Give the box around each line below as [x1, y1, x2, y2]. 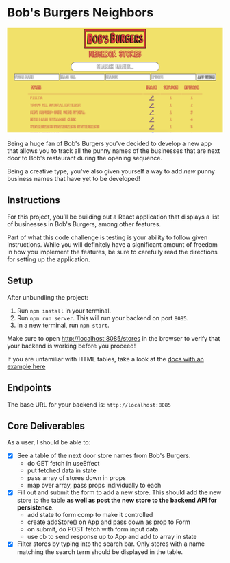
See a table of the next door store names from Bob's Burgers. [16, 451, 191, 460]
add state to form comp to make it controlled [27, 511, 153, 519]
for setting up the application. [7, 255, 90, 263]
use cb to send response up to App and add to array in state [27, 533, 197, 541]
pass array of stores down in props [27, 474, 127, 482]
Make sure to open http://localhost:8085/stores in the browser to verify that [7, 334, 220, 342]
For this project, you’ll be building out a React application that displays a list [7, 213, 220, 221]
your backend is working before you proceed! [7, 342, 136, 350]
